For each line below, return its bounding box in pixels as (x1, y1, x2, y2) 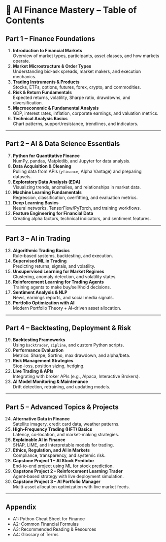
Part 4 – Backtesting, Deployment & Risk (5, 324, 131, 332)
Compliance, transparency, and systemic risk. (12, 452, 106, 458)
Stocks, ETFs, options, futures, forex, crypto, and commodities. (12, 84, 141, 90)
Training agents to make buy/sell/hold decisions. (12, 284, 111, 290)
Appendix (5, 503, 36, 511)
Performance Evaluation (12, 347, 64, 353)
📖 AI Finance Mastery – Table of (5, 4, 137, 16)
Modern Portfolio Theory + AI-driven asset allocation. (12, 305, 122, 311)
